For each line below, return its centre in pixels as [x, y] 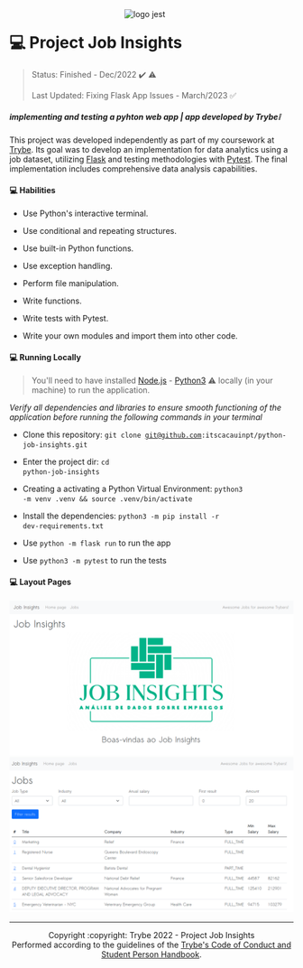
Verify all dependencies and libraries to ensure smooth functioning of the [146, 408]
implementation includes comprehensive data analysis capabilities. [133, 168]
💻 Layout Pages [41, 582]
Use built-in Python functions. [78, 248]
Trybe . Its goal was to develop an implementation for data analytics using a [149, 149]
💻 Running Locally [45, 357]
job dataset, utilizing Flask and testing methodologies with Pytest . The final [148, 159]
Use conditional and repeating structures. [100, 231]
